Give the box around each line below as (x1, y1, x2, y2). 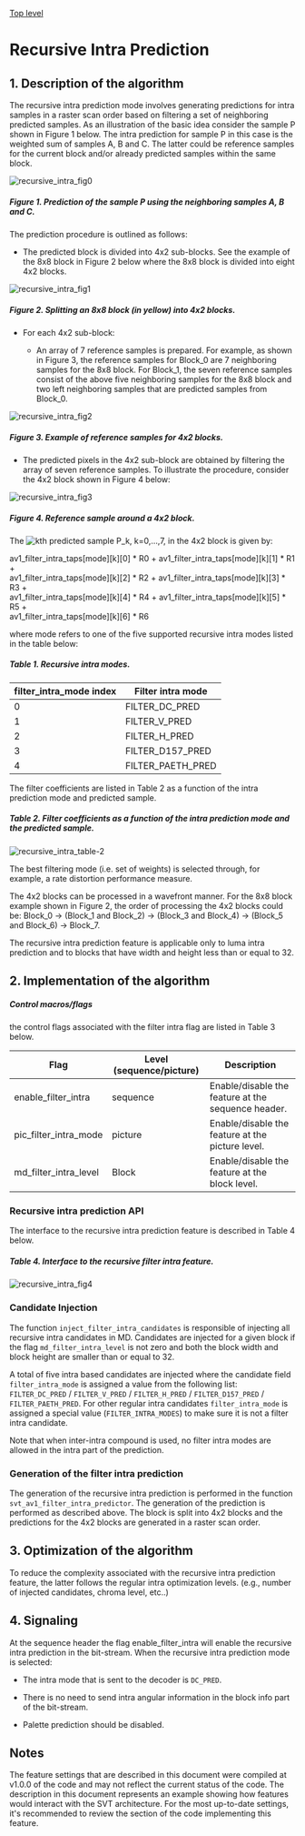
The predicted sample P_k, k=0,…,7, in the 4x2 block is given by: (9, 535, 273, 546)
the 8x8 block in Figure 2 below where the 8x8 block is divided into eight (22, 256, 295, 267)
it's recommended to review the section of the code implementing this (9, 1808, 272, 1819)
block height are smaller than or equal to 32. (9, 1351, 175, 1362)
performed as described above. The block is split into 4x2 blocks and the (9, 1508, 283, 1518)
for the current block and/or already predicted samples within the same (9, 148, 277, 158)
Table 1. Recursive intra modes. (9, 659, 131, 670)
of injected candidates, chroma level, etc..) (9, 1587, 170, 1598)
